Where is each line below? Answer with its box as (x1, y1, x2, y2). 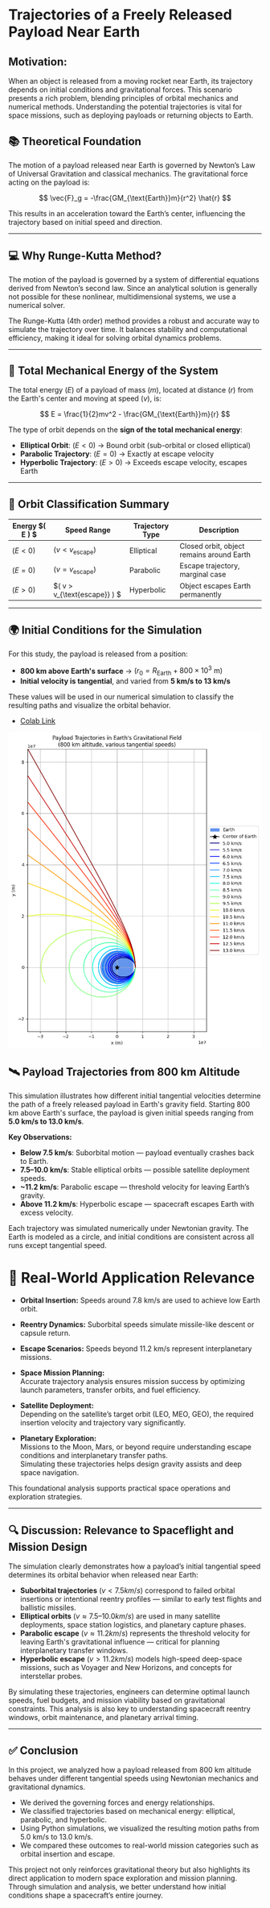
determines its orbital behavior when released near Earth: (8, 1570, 198, 1580)
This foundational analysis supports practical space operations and (8, 1483, 231, 1493)
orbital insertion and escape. (19, 1849, 115, 1859)
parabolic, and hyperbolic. (19, 1815, 107, 1825)
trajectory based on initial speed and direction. (8, 217, 163, 227)
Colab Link (19, 716, 56, 726)
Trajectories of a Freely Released (8, 6, 233, 24)
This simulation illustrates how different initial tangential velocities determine (8, 1091, 261, 1100)
